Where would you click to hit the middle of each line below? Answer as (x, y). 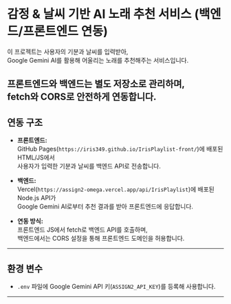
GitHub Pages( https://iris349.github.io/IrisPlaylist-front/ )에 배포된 (120, 149)
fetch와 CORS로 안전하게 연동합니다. (82, 97)
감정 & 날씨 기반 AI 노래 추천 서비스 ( (103, 14)
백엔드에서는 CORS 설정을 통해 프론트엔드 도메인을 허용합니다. (101, 239)
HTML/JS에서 (36, 158)
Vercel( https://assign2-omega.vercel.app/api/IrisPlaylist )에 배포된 (115, 189)
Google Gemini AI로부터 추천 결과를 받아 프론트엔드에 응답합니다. (105, 206)
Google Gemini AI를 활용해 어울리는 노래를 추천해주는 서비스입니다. (98, 60)
